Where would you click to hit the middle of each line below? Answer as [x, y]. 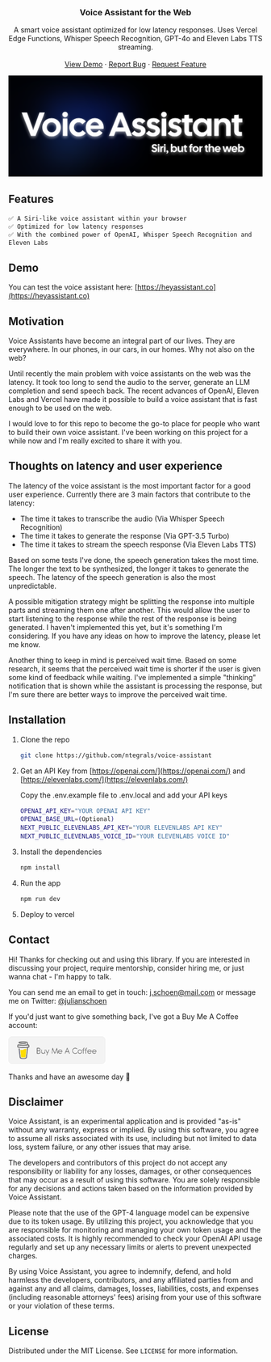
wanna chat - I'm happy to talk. [60, 976]
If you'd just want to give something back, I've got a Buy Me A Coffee [124, 1016]
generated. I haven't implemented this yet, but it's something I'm [115, 627]
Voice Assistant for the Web [135, 12]
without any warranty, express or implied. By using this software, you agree [134, 1130]
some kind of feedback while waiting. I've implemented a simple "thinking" [132, 677]
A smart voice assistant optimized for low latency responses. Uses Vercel [135, 30]
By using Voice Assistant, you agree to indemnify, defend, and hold [120, 1271]
